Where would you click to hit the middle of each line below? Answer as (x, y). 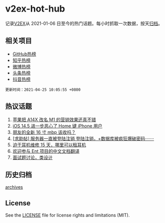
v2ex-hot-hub (35, 9)
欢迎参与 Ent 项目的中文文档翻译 (46, 151)
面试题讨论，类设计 (33, 157)
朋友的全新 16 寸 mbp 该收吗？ (44, 132)
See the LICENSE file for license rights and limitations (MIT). (68, 215)
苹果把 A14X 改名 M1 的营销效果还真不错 (54, 120)
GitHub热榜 (24, 54)
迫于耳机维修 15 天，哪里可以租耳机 (49, 145)
